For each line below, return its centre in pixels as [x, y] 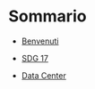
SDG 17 [35, 58]
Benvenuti [40, 41]
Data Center [43, 75]
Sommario [47, 16]
